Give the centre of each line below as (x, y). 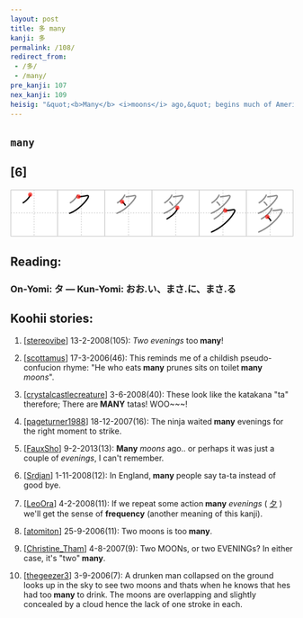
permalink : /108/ (43, 48)
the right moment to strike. (72, 431)
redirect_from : (39, 57)
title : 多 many (38, 28)
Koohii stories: (52, 319)
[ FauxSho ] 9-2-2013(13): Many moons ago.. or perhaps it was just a (149, 448)
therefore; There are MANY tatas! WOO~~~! (105, 404)
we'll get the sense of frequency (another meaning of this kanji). (143, 514)
